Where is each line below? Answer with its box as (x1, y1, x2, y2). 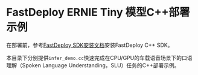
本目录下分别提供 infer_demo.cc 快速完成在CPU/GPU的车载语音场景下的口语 (6, 54, 193, 61)
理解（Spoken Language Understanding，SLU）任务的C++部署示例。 (6, 61, 180, 69)
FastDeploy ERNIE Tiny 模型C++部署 (6, 5, 190, 19)
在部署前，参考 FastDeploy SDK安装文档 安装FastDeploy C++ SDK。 (6, 41, 173, 49)
